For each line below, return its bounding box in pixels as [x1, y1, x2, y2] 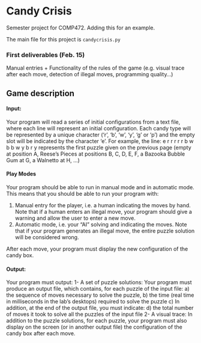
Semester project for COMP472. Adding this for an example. [6, 24, 155, 31]
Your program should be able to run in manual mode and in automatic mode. [6, 184, 195, 191]
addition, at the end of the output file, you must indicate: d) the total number [6, 305, 194, 312]
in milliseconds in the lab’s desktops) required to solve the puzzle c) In [6, 298, 180, 305]
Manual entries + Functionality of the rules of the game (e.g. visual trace [6, 64, 185, 71]
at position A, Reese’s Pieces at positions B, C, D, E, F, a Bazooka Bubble [6, 150, 185, 157]
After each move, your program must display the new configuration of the [6, 245, 188, 253]
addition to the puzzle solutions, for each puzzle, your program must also [6, 317, 187, 324]
